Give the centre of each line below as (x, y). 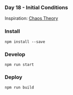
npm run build (19, 87)
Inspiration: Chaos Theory (31, 18)
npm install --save (25, 41)
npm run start (19, 64)
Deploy (13, 77)
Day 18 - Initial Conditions (36, 7)
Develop (15, 54)
